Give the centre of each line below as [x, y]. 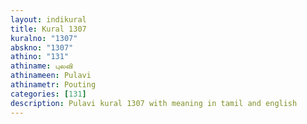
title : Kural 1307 [48, 29]
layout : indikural [48, 19]
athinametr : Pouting [53, 85]
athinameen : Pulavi [51, 76]
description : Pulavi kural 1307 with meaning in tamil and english [154, 103]
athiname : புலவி [41, 66]
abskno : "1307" [42, 47]
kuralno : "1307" [44, 38]
